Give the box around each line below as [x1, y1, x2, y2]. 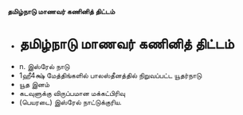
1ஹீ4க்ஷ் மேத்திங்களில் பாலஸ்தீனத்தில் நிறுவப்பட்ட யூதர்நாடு [18, 71, 202, 80]
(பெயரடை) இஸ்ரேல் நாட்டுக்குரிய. [18, 97, 123, 106]
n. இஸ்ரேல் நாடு [18, 61, 70, 71]
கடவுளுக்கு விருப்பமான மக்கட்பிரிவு [18, 88, 125, 98]
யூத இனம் [18, 79, 50, 89]
